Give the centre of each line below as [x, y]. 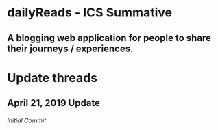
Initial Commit [27, 120]
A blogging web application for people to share [109, 38]
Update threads [52, 78]
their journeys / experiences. [70, 48]
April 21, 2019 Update [54, 103]
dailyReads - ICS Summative [90, 13]
